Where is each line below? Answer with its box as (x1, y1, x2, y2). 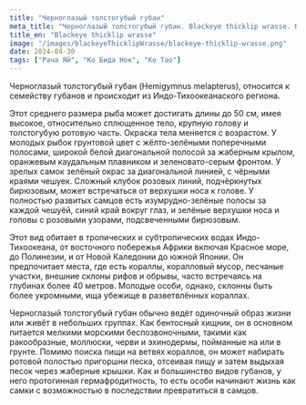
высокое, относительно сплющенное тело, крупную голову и (9, 117, 249, 128)
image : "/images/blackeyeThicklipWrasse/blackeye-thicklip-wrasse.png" (9, 38, 287, 48)
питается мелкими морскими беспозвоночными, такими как (9, 327, 248, 338)
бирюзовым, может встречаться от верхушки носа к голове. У (9, 186, 254, 196)
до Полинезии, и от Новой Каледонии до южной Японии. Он (9, 251, 244, 262)
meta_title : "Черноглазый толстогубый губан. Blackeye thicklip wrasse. (9, 22, 291, 31)
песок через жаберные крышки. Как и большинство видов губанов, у (9, 366, 282, 376)
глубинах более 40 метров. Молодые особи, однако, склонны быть (9, 280, 273, 291)
